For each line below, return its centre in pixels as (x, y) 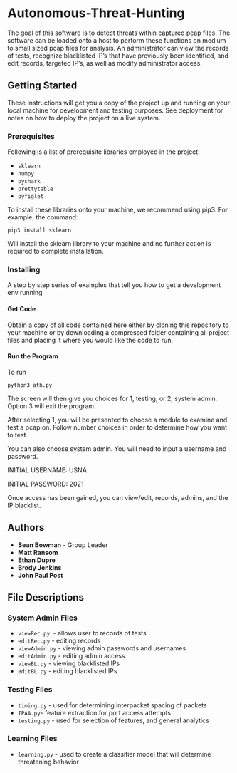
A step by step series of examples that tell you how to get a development (114, 285)
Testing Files (30, 690)
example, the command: (43, 217)
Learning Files (32, 739)
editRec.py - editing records (59, 641)
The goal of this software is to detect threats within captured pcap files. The (119, 33)
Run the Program (33, 356)
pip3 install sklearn (39, 230)
